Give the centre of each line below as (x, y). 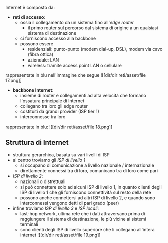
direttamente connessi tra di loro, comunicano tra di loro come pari (89, 170)
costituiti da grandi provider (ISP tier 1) (59, 111)
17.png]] (13, 80)
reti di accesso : (29, 17)
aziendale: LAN (43, 60)
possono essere (37, 44)
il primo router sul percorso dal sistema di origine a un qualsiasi (93, 28)
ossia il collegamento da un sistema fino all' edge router (77, 22)
